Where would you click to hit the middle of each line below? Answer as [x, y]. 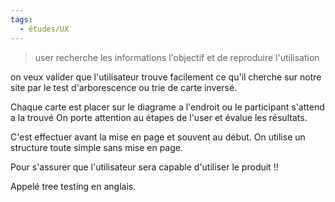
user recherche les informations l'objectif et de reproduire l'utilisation [177, 57]
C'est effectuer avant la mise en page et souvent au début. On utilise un [158, 137]
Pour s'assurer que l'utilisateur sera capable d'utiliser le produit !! [144, 167]
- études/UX [44, 29]
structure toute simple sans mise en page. [96, 147]
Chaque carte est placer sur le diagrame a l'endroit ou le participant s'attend [167, 107]
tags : [21, 19]
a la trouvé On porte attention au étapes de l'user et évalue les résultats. [159, 117]
